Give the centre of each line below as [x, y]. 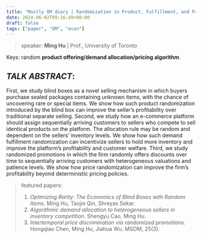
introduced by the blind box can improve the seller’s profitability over [91, 110]
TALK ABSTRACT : [41, 76]
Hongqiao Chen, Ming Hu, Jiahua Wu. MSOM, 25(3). [95, 229]
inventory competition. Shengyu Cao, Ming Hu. [88, 216]
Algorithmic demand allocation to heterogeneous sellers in [103, 210]
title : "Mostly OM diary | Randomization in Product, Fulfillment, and [98, 12]
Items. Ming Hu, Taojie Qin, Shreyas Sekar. [82, 203]
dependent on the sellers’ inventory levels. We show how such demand [94, 135]
